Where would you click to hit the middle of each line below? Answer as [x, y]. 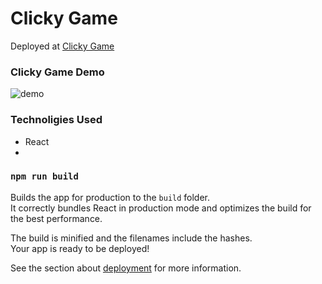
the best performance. [56, 218]
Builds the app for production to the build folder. [110, 197]
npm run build [44, 176]
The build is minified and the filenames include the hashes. [131, 238]
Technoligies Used [56, 120]
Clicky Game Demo [57, 72]
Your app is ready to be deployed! [80, 248]
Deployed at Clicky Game [62, 46]
